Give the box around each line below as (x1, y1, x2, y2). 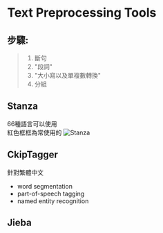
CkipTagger (7, 149, 59, 161)
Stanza (7, 101, 39, 112)
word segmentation (17, 182, 73, 190)
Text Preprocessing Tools (7, 5, 157, 21)
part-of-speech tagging (17, 189, 85, 198)
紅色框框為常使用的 (7, 128, 62, 137)
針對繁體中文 (7, 168, 44, 176)
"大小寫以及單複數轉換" (34, 71, 102, 79)
